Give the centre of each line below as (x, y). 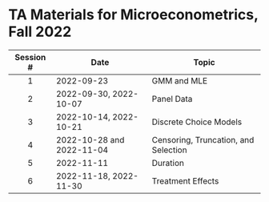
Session (30, 57)
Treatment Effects (185, 180)
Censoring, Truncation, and (203, 139)
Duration (168, 163)
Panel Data (172, 99)
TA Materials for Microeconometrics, (133, 15)
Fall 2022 (40, 32)
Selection (169, 150)
